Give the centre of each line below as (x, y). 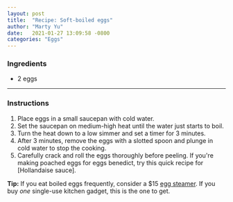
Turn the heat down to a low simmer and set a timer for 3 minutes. (111, 133)
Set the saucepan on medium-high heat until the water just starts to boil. (120, 126)
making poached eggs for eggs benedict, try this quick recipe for (110, 162)
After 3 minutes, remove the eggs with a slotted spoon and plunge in (115, 140)
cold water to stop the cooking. (62, 148)
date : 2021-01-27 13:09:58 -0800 (59, 33)
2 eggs (27, 79)
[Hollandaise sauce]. (46, 170)
